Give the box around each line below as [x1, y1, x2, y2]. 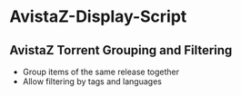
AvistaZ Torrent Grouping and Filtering [9, 43, 233, 58]
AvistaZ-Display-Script [9, 6, 187, 27]
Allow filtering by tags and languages [22, 76, 162, 87]
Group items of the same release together [22, 66, 180, 77]
